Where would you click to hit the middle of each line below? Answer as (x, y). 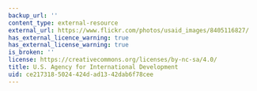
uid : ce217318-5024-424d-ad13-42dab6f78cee (81, 74)
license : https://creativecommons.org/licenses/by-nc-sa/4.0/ (113, 60)
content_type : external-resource (63, 23)
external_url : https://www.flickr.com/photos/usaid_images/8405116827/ (128, 30)
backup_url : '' (33, 15)
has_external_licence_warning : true (68, 38)
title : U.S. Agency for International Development (93, 67)
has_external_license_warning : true (68, 45)
